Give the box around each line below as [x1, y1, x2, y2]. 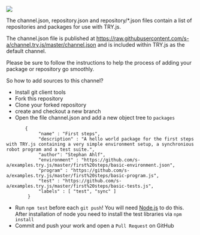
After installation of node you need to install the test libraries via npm [14, 210, 182, 218]
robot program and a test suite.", [6, 147, 95, 152]
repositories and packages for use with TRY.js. [6, 23, 122, 30]
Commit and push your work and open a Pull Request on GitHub [14, 222, 175, 229]
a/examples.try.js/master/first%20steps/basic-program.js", [6, 173, 160, 179]
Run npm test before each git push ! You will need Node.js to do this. [14, 204, 184, 211]
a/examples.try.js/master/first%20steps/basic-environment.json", [6, 162, 175, 168]
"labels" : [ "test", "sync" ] [38, 188, 117, 194]
